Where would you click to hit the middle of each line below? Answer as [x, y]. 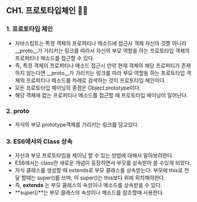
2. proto [18, 111]
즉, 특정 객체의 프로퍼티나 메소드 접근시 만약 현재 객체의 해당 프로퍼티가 [97, 65]
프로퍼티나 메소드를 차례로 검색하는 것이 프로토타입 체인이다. [96, 80]
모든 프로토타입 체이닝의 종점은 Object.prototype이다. [78, 87]
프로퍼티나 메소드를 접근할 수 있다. [54, 58]
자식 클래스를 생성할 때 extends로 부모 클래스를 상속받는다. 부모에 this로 [99, 171]
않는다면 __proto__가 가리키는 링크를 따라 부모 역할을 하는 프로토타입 [106, 72]
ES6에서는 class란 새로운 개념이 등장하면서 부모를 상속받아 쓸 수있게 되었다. [103, 163]
